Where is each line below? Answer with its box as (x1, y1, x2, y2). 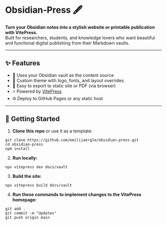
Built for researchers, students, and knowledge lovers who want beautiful (5, 35, 156, 41)
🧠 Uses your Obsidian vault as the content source (12, 72, 114, 78)
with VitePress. (5, 29, 38, 35)
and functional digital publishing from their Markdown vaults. (5, 40, 130, 46)
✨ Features (5, 59, 40, 67)
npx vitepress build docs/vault (5, 182, 72, 188)
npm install (5, 146, 30, 151)
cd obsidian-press (5, 142, 43, 147)
